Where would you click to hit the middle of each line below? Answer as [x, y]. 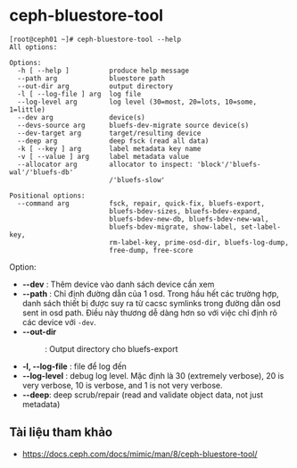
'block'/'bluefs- [229, 164]
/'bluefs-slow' [137, 180]
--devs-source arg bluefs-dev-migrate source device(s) [133, 125]
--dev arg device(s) [81, 117]
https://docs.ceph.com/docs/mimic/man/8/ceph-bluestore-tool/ [140, 454]
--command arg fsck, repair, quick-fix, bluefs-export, [141, 203]
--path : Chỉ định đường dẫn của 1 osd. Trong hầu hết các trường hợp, [150, 293]
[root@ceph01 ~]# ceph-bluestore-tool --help [95, 39]
